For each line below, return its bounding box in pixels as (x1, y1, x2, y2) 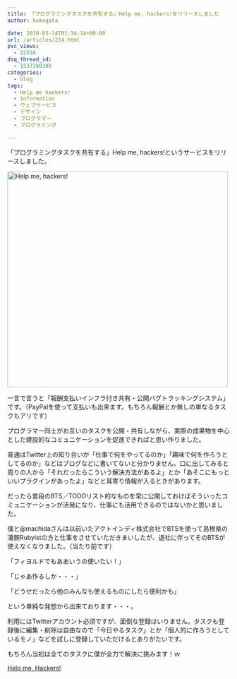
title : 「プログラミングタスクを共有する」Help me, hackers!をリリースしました (7, 10, 220, 18)
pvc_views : (7, 43, 39, 50)
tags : (7, 82, 23, 89)
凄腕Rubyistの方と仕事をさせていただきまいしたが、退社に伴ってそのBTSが (7, 533, 226, 541)
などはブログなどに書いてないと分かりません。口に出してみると (44, 459, 229, 467)
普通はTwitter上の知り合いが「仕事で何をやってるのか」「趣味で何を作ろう (7, 450, 222, 459)
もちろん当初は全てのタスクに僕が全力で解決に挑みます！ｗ (7, 649, 181, 658)
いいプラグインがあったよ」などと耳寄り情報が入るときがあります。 (7, 476, 205, 485)
